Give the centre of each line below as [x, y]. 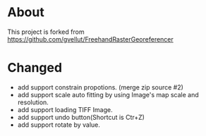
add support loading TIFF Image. [65, 109]
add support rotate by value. [59, 125]
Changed [35, 68]
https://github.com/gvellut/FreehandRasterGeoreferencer [91, 39]
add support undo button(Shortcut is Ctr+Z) [81, 117]
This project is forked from [46, 32]
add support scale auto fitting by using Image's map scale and [108, 94]
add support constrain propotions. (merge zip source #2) [100, 87]
